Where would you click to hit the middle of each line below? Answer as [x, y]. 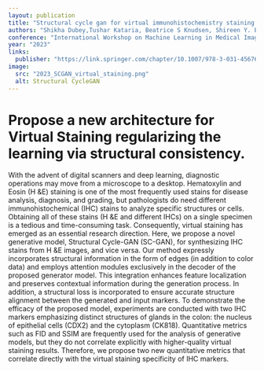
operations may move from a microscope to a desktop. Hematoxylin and [125, 184]
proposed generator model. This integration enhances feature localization [127, 275]
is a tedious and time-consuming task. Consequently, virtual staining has [126, 226]
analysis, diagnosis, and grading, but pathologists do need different [117, 200]
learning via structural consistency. [127, 153]
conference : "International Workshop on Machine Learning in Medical [125, 37]
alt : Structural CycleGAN [58, 81]
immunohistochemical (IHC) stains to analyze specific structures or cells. [126, 208]
